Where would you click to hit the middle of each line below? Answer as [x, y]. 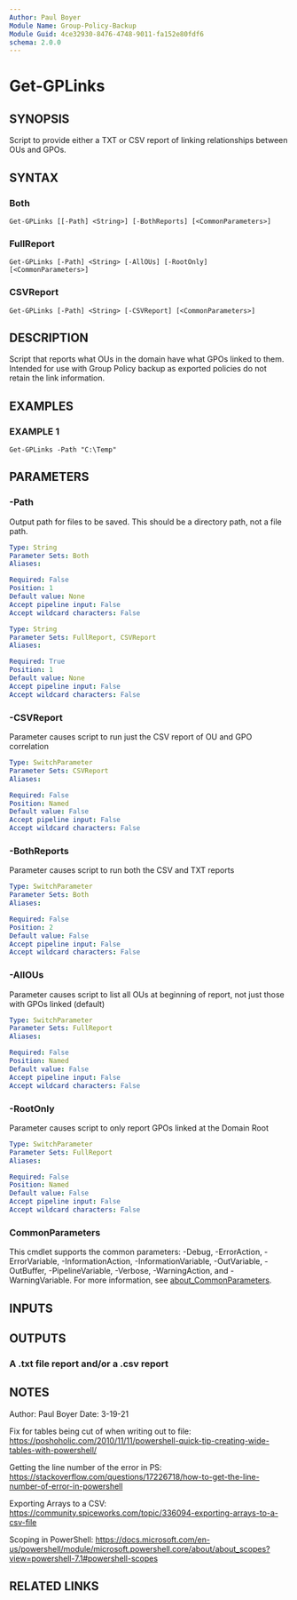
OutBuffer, [28, 1271]
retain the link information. [57, 378]
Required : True [37, 662]
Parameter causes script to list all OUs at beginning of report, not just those [147, 994]
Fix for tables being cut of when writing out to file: [101, 1431]
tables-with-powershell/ [53, 1450]
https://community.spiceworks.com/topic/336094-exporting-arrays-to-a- [144, 1513]
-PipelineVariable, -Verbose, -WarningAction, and [138, 1271]
